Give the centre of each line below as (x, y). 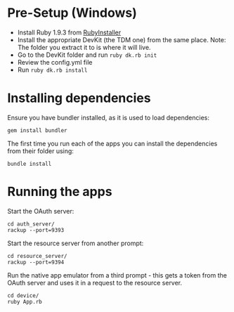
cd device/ (23, 295)
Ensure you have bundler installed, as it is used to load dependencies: (108, 117)
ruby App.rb (25, 301)
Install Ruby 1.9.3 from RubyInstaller (69, 32)
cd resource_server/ (38, 256)
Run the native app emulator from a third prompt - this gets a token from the (117, 275)
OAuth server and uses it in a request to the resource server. (95, 282)
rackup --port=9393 (36, 230)
